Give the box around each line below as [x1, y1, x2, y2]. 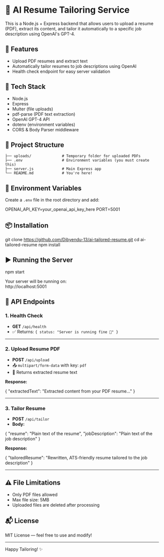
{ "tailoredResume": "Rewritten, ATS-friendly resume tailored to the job [5, 455, 148, 461]
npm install [38, 242, 61, 248]
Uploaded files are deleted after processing [12, 502, 100, 508]
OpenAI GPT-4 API [12, 116, 50, 122]
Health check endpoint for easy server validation [12, 68, 111, 74]
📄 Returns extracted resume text [12, 369, 78, 375]
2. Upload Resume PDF [5, 346, 60, 352]
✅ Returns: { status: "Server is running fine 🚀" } [12, 329, 119, 334]
